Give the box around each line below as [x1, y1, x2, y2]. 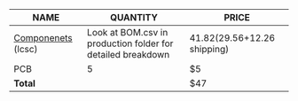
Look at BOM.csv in [87, 27, 169, 38]
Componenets [13, 32, 73, 43]
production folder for [87, 37, 174, 50]
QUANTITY [109, 12, 158, 23]
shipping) [189, 43, 229, 55]
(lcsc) [13, 43, 38, 55]
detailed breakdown [87, 49, 170, 60]
